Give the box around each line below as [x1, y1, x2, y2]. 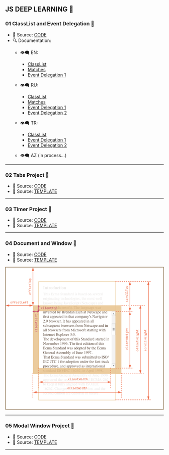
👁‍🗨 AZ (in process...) [20, 152, 67, 158]
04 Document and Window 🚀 [5, 240, 77, 247]
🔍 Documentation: [12, 37, 51, 43]
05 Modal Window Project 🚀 [5, 422, 74, 429]
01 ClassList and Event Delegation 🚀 [5, 20, 95, 27]
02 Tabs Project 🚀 [5, 171, 49, 178]
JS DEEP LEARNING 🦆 [5, 5, 74, 14]
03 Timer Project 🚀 [5, 206, 52, 213]
